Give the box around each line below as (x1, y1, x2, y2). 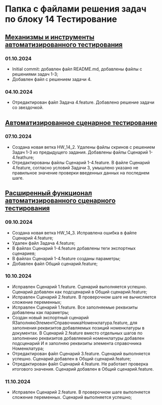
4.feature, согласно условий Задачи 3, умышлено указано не (12, 165, 139, 171)
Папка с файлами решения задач (5, 3, 147, 15)
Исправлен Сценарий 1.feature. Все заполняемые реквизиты (12, 304, 138, 310)
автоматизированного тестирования (5, 40, 123, 49)
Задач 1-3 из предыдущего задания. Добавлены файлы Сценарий (12, 149, 148, 155)
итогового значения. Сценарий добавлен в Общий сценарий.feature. (12, 366, 154, 372)
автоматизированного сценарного (5, 197, 116, 205)
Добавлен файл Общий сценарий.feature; (12, 261, 98, 266)
